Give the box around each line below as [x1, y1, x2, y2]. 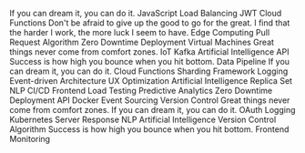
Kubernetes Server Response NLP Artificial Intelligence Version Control [9, 114, 277, 125]
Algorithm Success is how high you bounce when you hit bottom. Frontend [9, 124, 290, 135]
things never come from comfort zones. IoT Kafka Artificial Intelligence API [9, 46, 290, 57]
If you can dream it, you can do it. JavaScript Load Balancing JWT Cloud [9, 8, 282, 18]
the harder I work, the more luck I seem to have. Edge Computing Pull [9, 27, 270, 37]
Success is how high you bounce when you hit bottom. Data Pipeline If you [9, 56, 290, 66]
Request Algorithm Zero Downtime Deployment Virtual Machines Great [9, 36, 275, 47]
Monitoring [9, 134, 51, 144]
